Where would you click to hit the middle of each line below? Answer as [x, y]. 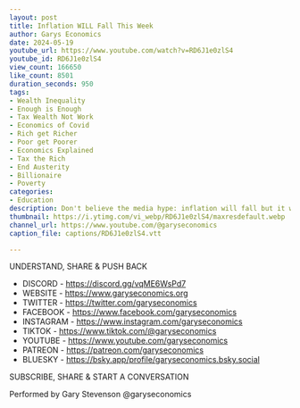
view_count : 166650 [46, 68]
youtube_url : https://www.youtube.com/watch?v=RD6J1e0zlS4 [121, 51]
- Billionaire [36, 175]
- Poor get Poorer [43, 142]
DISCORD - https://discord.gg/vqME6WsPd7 [104, 284]
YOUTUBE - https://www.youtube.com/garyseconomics [125, 341]
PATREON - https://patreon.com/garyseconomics [112, 350]
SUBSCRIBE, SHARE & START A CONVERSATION [99, 377]
